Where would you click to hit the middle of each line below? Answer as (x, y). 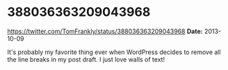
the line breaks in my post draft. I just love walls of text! (86, 59)
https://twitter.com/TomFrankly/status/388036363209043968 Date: (105, 31)
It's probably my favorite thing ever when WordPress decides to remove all (114, 52)
